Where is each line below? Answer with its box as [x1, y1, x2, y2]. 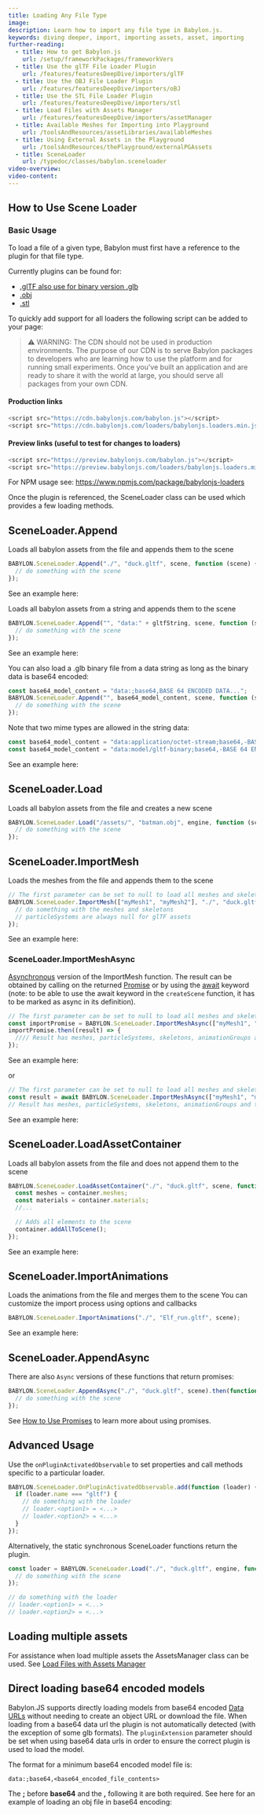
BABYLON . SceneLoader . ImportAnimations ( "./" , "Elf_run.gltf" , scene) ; [8, 1314, 241, 1322]
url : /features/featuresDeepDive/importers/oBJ [22, 84, 181, 93]
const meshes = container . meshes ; [15, 1189, 128, 1197]
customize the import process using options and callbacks [8, 1298, 198, 1309]
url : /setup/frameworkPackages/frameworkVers [22, 56, 174, 64]
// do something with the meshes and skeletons [15, 905, 174, 913]
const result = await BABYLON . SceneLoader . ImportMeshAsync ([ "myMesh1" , [8, 1093, 247, 1101]
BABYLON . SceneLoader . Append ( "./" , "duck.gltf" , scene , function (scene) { [8, 560, 258, 568]
